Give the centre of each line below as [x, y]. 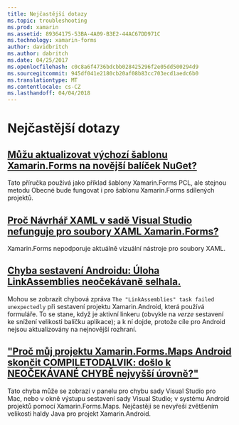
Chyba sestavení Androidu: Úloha [84, 271]
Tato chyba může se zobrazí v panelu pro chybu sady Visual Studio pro [112, 391]
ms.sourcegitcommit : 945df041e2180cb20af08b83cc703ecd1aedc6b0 [103, 73]
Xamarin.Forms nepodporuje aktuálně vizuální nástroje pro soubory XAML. [117, 248]
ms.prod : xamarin [33, 27]
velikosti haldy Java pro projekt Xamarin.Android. [79, 414]
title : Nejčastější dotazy [47, 14]
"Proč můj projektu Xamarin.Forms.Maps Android [119, 351]
